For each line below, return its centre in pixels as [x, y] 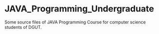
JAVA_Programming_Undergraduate [79, 9]
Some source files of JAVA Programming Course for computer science [75, 22]
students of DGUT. [23, 27]
